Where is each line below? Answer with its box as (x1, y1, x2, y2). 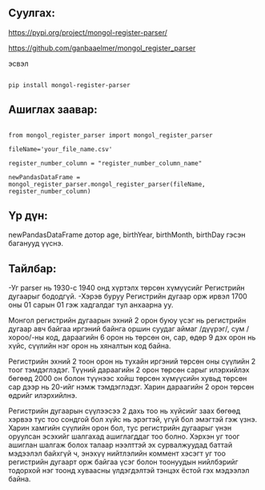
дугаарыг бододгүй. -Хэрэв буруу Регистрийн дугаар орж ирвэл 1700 (8, 291, 248, 301)
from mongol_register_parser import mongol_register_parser (8, 131, 214, 139)
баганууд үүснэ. (8, 239, 64, 248)
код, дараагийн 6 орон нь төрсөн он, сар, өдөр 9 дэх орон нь (46, 332, 256, 343)
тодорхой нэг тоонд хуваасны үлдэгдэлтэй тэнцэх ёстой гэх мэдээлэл (8, 466, 250, 476)
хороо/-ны (8, 332, 45, 343)
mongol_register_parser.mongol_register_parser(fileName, (8, 180, 206, 188)
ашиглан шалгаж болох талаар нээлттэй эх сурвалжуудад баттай (8, 440, 233, 450)
